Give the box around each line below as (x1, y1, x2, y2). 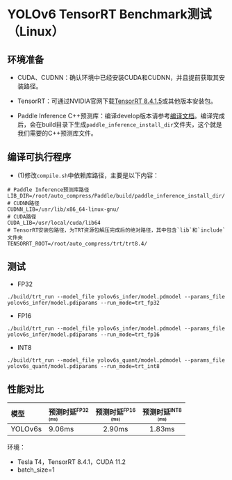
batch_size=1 (17, 465, 55, 474)
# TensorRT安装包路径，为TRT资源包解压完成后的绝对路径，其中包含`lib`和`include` (7, 227, 226, 234)
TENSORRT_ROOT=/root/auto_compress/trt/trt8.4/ (7, 240, 148, 247)
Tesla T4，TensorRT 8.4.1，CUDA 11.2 (17, 458, 126, 466)
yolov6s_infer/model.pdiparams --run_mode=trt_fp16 (7, 331, 160, 338)
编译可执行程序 (7, 151, 72, 163)
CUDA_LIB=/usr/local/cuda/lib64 (7, 219, 101, 226)
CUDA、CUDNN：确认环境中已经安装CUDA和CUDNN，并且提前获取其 (17, 74, 219, 81)
